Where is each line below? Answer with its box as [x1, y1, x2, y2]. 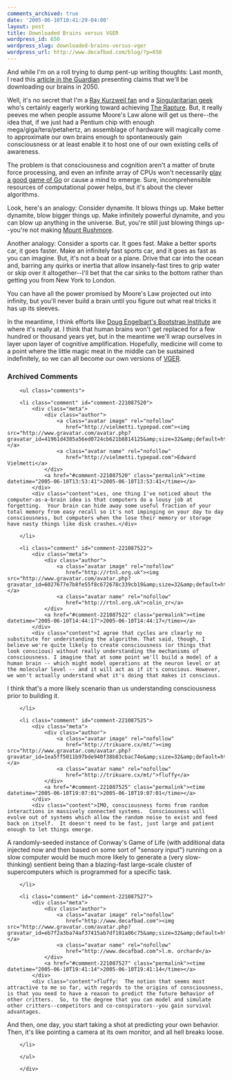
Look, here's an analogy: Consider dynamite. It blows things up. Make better [7, 204, 224, 212]
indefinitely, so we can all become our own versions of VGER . [7, 354, 182, 362]
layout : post [7, 23, 45, 30]
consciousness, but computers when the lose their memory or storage [7, 515, 212, 521]
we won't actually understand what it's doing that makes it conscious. [7, 672, 221, 679]
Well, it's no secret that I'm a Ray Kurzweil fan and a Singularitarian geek [7, 96, 213, 104]
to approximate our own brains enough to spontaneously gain [7, 132, 182, 141]
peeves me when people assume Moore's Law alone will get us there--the [7, 110, 219, 118]
